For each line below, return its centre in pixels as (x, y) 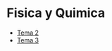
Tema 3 (28, 40)
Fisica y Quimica (56, 13)
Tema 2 (28, 33)
